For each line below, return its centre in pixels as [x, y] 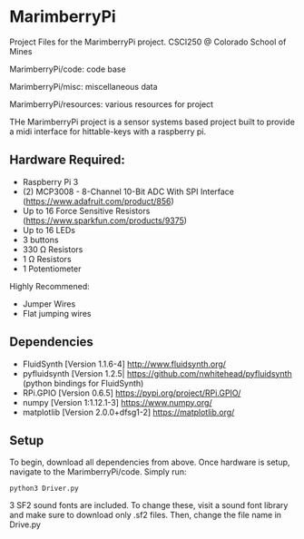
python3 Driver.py [44, 489]
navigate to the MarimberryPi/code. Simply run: [98, 472]
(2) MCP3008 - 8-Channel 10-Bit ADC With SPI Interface [128, 191]
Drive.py [25, 524]
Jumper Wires [49, 304]
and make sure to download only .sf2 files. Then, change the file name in [146, 515]
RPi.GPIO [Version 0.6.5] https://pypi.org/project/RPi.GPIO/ [132, 393]
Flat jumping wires [57, 313]
